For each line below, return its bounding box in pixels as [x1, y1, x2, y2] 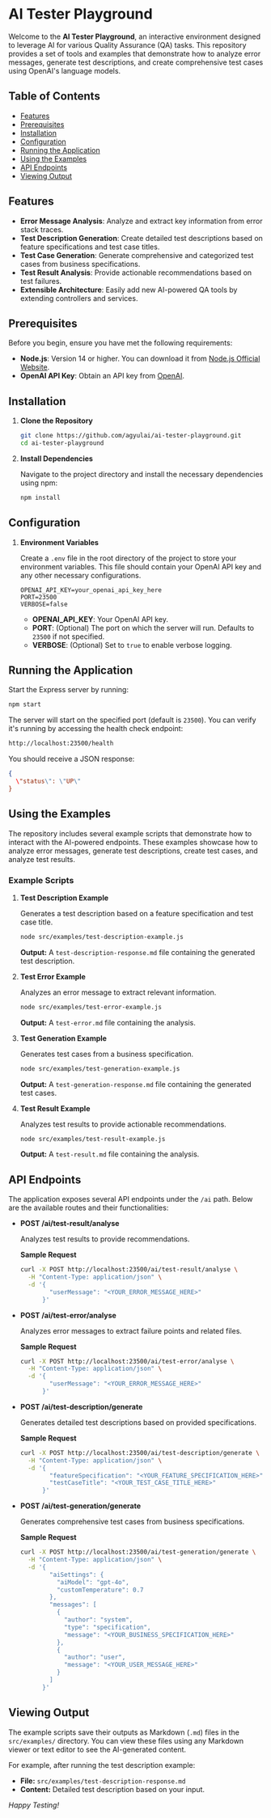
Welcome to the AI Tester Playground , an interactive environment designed [8, 32, 261, 41]
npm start [8, 700, 42, 708]
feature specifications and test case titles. [19, 242, 160, 252]
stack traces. [19, 224, 64, 235]
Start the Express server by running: [8, 685, 129, 695]
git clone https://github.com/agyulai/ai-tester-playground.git [19, 432, 242, 440]
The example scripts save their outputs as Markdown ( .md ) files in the [8, 1727, 240, 1737]
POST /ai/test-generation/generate [19, 1501, 142, 1511]
